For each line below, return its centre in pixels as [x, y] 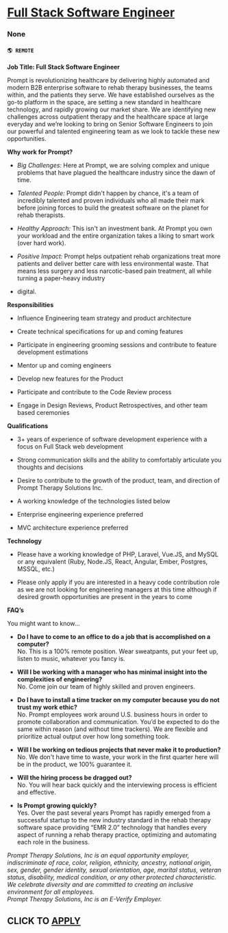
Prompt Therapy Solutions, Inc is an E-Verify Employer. [85, 899]
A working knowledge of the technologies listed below [93, 501]
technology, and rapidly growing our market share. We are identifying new [112, 110]
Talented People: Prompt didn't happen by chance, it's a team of [108, 193]
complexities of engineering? [60, 679]
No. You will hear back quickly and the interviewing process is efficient [117, 785]
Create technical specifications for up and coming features [100, 332]
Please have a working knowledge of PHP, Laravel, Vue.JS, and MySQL [118, 554]
